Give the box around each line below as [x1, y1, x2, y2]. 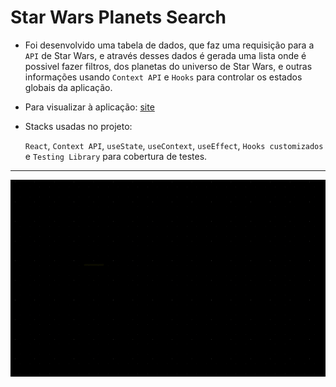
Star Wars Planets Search [10, 6, 227, 29]
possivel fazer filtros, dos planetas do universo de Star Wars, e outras [24, 60, 313, 72]
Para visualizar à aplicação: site [24, 101, 155, 113]
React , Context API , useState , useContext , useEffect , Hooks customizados [24, 139, 324, 151]
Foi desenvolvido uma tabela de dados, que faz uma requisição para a [24, 39, 315, 51]
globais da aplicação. [24, 81, 113, 93]
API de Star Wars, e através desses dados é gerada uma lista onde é [24, 49, 307, 61]
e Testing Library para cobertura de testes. [24, 150, 208, 162]
